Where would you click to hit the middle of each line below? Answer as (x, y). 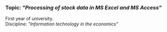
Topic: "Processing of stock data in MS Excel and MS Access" (83, 8)
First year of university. (29, 19)
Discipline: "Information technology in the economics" (62, 24)
